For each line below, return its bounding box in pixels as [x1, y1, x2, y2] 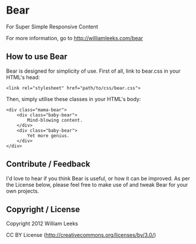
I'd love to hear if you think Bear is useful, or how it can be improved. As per [6, 175, 190, 182]
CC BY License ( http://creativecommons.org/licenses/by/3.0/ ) [6, 232, 157, 239]
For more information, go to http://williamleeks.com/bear [6, 34, 143, 41]
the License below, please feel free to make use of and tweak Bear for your [6, 181, 188, 188]
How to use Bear [6, 51, 68, 62]
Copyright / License [6, 204, 81, 214]
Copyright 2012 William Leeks [6, 220, 78, 227]
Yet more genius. [27, 132, 69, 139]
